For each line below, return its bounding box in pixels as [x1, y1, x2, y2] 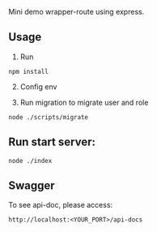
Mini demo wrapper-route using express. [8, 7, 145, 16]
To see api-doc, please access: [8, 200, 113, 210]
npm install [8, 67, 49, 75]
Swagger [8, 178, 55, 193]
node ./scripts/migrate [8, 113, 89, 121]
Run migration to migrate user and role [19, 97, 149, 107]
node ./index [8, 157, 53, 165]
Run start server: [8, 135, 95, 149]
